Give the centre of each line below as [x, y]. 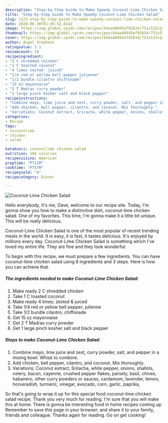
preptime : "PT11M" [24, 163]
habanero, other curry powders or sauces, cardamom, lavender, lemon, [86, 379]
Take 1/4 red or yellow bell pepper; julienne [57, 307]
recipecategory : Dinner [30, 177]
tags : [11, 126]
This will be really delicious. [34, 221]
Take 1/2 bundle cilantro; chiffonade [49, 312]
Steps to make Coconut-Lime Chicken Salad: [53, 339]
